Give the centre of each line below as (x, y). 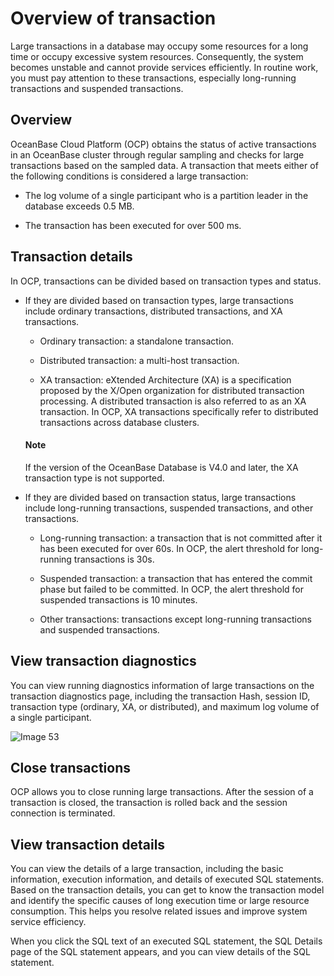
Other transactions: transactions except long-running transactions (175, 619)
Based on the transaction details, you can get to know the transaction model (167, 890)
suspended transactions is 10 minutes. (118, 599)
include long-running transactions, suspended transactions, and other (169, 508)
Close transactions (70, 767)
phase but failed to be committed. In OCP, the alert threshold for (172, 589)
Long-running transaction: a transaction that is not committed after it (181, 538)
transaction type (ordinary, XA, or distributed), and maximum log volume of (165, 706)
